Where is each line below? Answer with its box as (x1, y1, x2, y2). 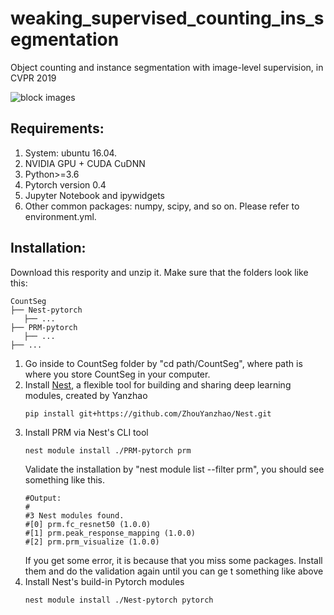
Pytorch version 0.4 (24, 178, 107, 191)
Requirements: (10, 120, 105, 137)
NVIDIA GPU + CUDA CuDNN (24, 157, 146, 169)
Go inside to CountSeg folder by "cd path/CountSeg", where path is (24, 357, 303, 369)
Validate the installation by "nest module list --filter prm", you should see (24, 463, 325, 475)
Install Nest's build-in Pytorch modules (24, 575, 185, 587)
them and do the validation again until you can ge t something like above (24, 565, 324, 577)
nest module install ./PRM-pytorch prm (24, 445, 192, 456)
